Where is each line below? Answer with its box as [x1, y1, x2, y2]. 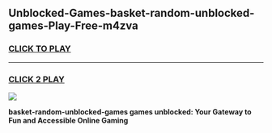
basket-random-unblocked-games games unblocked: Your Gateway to [8, 106, 253, 116]
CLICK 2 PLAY [8, 73, 65, 85]
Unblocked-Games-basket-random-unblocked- [8, 6, 255, 20]
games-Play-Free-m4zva [8, 19, 139, 33]
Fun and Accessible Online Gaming [8, 115, 129, 125]
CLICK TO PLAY [8, 44, 71, 55]
